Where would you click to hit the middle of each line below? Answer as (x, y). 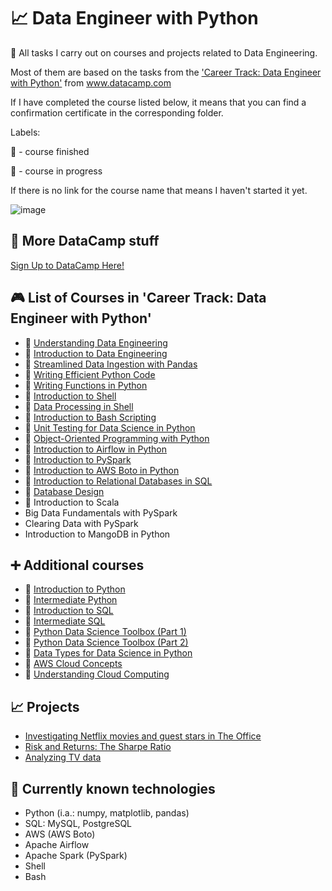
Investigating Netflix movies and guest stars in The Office (143, 736)
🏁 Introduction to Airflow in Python (96, 449)
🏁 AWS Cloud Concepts (73, 664)
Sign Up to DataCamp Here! (67, 265)
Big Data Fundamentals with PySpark (101, 512)
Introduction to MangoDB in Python (97, 534)
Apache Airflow (57, 844)
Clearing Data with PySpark (81, 523)
